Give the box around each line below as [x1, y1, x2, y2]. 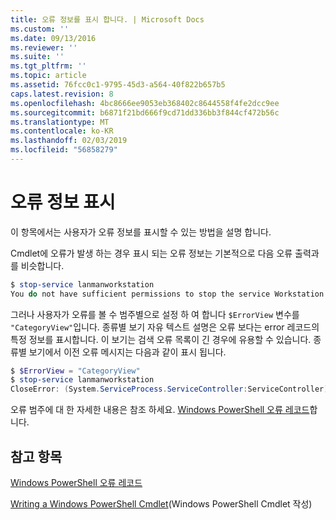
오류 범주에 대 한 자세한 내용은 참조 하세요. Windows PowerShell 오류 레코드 [10, 404, 310, 416]
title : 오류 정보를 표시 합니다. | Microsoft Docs [10, 14, 205, 25]
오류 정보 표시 [10, 191, 116, 214]
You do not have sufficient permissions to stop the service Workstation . [10, 289, 329, 299]
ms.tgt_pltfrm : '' [10, 61, 87, 71]
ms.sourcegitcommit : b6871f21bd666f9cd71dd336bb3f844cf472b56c [10, 107, 280, 118]
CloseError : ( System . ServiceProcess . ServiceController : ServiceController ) [10, 384, 329, 395]
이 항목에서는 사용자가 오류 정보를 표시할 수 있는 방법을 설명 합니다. [10, 226, 272, 238]
